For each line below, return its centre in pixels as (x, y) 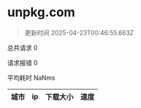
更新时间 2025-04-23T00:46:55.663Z (79, 32)
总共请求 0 (22, 47)
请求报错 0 (22, 62)
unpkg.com (41, 12)
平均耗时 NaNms (31, 78)
